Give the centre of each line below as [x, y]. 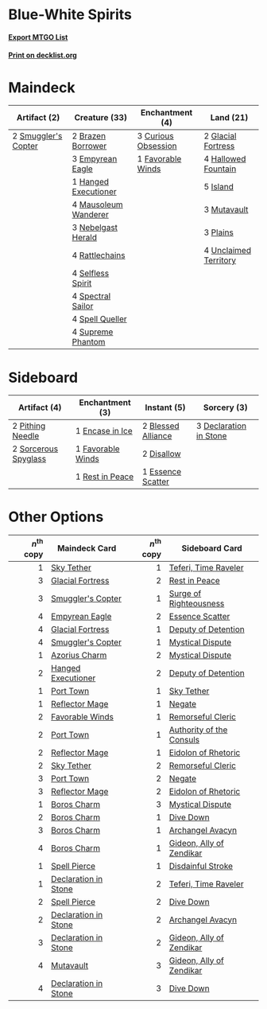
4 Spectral [91, 296]
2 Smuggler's [37, 136]
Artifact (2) [38, 118]
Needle [26, 436]
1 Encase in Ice [104, 431]
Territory [220, 260]
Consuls [184, 739]
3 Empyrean [95, 159]
